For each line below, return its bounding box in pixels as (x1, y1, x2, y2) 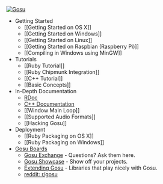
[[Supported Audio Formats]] (23, 113, 96, 120)
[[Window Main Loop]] (23, 107, 80, 114)
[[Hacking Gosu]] (23, 120, 67, 126)
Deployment (14, 126, 46, 133)
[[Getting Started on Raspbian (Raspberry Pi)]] (23, 43, 140, 50)
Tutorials (14, 56, 37, 63)
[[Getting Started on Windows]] (23, 30, 102, 37)
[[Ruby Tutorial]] (23, 62, 65, 69)
